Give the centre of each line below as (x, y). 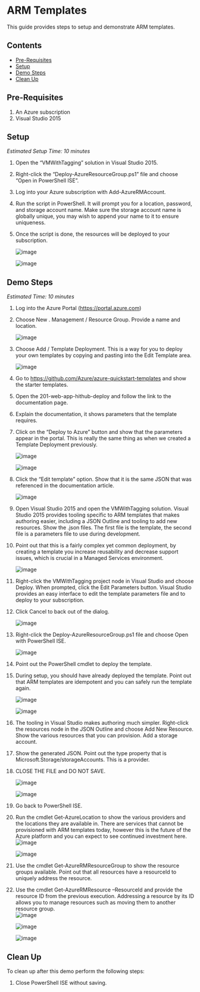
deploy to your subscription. (50, 600)
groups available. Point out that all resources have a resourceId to (96, 872)
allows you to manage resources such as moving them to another (96, 903)
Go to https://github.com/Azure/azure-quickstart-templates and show (101, 378)
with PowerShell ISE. (40, 641)
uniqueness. (30, 223)
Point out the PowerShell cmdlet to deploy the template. (84, 664)
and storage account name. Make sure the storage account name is (98, 210)
